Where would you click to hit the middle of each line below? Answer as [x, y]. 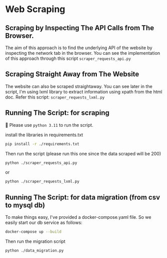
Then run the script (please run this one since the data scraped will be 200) [83, 153]
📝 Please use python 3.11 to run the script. [49, 125]
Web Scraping [35, 9]
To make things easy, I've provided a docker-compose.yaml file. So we [78, 217]
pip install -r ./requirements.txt [42, 144]
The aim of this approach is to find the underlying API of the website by [79, 48]
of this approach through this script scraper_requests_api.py [68, 58]
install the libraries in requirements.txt [44, 135]
